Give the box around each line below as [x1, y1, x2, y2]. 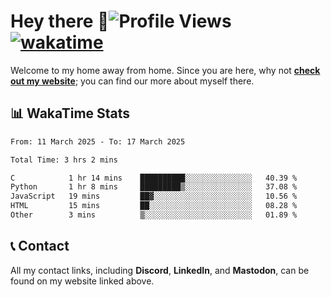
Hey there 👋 [10, 10, 110, 33]
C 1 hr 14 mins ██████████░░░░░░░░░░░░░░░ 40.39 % [10, 173, 298, 183]
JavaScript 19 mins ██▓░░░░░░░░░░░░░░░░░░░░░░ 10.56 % [10, 191, 298, 202]
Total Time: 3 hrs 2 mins [10, 155, 118, 165]
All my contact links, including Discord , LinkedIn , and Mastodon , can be [10, 264, 310, 276]
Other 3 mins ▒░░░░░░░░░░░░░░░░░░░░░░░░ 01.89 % [10, 210, 298, 220]
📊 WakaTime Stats [10, 105, 131, 122]
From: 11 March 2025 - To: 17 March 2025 [10, 136, 186, 147]
